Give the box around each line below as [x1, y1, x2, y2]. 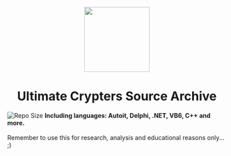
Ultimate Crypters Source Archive [17, 89, 217, 104]
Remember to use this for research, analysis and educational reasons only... [7, 133, 225, 141]
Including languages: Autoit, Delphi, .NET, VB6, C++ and [44, 111, 211, 119]
